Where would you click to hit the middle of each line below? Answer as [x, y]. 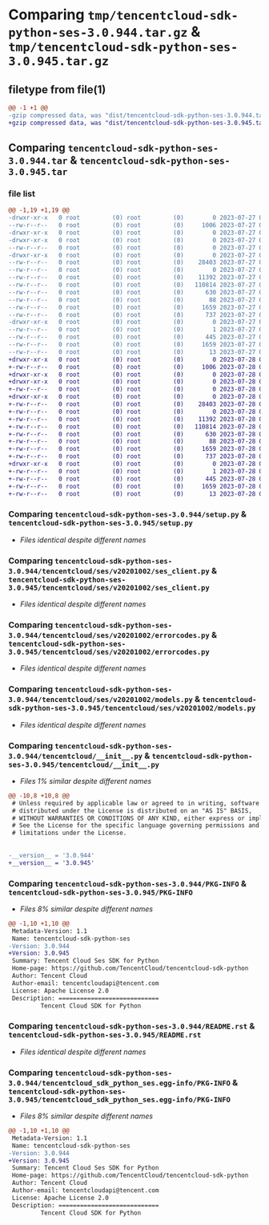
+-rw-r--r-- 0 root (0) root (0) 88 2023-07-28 [132, 442]
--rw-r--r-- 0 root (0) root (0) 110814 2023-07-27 [132, 285]
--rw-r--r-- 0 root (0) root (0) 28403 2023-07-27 [132, 262]
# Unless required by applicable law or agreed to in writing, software [136, 803]
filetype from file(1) [57, 89]
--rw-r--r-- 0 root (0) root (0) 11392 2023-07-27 [132, 278]
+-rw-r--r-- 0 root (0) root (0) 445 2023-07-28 [132, 479]
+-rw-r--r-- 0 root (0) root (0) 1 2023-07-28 [132, 471]
